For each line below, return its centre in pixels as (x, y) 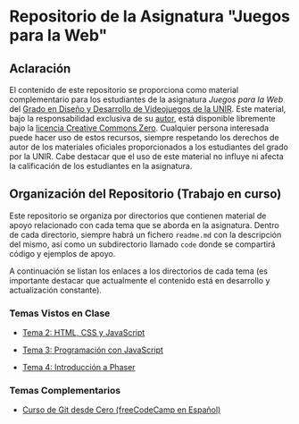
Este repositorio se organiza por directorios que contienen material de (138, 216)
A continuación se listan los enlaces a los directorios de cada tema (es (138, 271)
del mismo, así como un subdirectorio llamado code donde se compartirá (142, 244)
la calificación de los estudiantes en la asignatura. (101, 166)
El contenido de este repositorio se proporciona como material (124, 90)
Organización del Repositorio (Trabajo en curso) (145, 194)
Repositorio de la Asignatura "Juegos (150, 17)
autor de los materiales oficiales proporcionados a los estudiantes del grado (149, 147)
